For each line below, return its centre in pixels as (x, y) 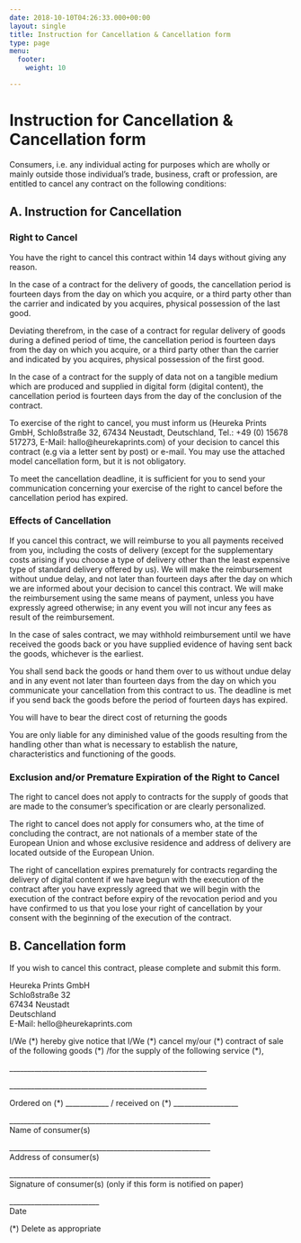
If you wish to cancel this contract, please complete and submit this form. (145, 967)
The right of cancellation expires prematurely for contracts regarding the (143, 870)
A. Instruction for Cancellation (96, 212)
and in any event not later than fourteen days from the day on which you (143, 680)
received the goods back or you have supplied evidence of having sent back (151, 644)
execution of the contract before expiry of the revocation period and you (143, 899)
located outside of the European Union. (82, 853)
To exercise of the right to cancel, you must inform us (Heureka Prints (138, 422)
